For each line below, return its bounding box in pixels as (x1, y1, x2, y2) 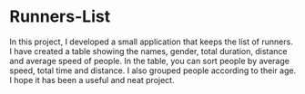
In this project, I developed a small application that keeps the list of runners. (9, 36, 293, 47)
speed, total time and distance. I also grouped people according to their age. (9, 65, 297, 76)
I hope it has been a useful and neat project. (9, 74, 175, 85)
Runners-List (9, 6, 111, 27)
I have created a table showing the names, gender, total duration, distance (9, 45, 289, 56)
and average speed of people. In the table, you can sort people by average (9, 55, 290, 66)
